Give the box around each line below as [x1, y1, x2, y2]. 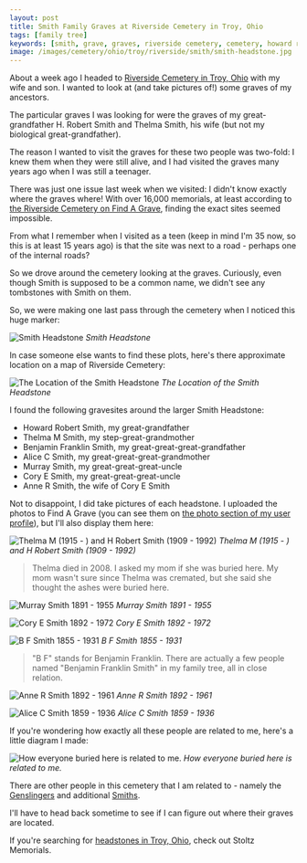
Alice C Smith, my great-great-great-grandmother [22, 451, 210, 462]
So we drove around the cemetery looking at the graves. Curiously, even [9, 268, 281, 279]
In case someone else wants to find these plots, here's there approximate [9, 350, 286, 361]
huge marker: [9, 314, 60, 325]
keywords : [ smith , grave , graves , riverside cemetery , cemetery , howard [9, 38, 292, 48]
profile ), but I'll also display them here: [9, 518, 153, 529]
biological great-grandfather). [9, 129, 122, 140]
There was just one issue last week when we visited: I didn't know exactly [9, 184, 288, 195]
